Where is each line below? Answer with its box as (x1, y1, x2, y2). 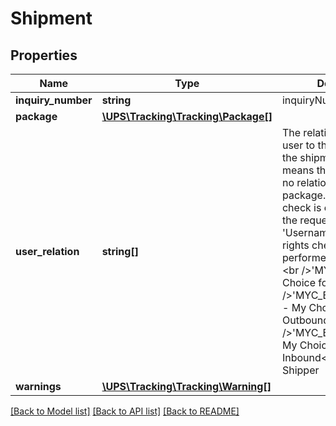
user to (281, 138, 316, 152)
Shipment (10, 7, 93, 30)
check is (281, 201, 322, 214)
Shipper (281, 363, 320, 377)
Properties (10, 47, 78, 64)
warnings (15, 380, 62, 393)
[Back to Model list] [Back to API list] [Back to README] (10, 405, 240, 417)
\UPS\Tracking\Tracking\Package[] (101, 110, 273, 123)
